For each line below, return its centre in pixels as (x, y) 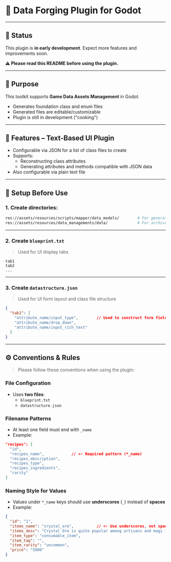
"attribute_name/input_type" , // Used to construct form (84, 318)
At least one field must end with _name (52, 430)
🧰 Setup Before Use (37, 193)
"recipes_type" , (27, 463)
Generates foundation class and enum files (58, 106)
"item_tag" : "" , (27, 541)
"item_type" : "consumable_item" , (45, 536)
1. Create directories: (32, 208)
